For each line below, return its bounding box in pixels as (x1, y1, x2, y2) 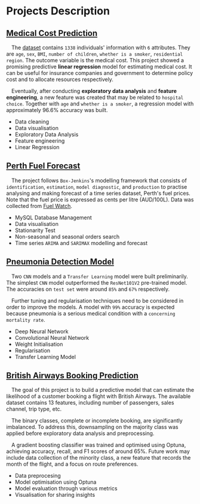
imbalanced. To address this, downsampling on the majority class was (6, 424, 179, 431)
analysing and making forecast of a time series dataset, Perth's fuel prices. (6, 189, 191, 197)
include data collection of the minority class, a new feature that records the (6, 454, 191, 461)
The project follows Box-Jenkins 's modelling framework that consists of (11, 177, 187, 184)
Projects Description (6, 4, 110, 18)
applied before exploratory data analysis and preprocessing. (6, 430, 155, 437)
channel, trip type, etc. (6, 406, 62, 413)
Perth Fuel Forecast (6, 161, 81, 171)
